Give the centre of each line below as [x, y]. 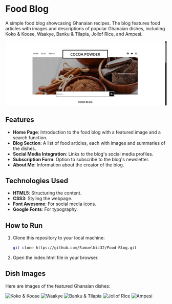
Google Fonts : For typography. [45, 209]
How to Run [24, 225]
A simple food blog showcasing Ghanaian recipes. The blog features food [83, 23]
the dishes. [24, 148]
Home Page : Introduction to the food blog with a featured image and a [87, 132]
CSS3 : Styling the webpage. [42, 199]
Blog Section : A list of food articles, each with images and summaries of [89, 143]
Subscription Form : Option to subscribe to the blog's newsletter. [81, 159]
